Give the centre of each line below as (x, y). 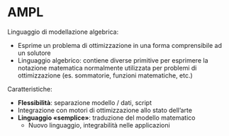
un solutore (34, 53)
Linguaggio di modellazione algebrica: (63, 32)
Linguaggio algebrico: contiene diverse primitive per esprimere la (113, 60)
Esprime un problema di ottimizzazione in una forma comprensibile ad (119, 45)
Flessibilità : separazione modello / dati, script (85, 102)
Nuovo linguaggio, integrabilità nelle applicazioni (99, 125)
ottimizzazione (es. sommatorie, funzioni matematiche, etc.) (105, 75)
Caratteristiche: (30, 89)
